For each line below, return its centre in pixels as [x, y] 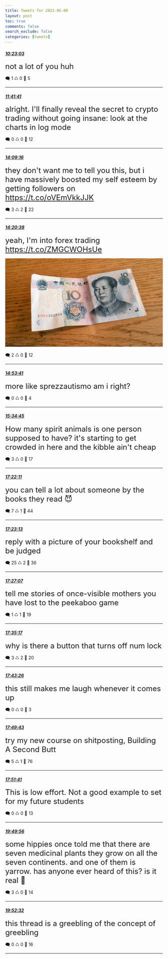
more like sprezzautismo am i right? [68, 386]
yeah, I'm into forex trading [53, 240]
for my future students [44, 802]
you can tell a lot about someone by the [75, 490]
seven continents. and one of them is [70, 862]
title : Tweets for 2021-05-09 [37, 10]
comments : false [22, 26]
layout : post [19, 16]
